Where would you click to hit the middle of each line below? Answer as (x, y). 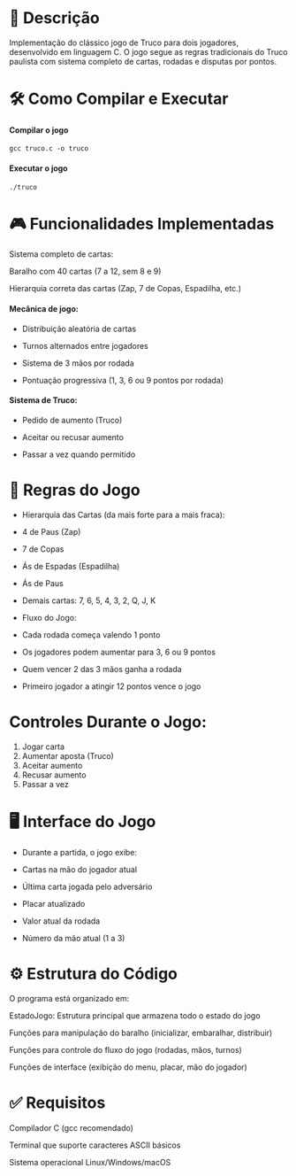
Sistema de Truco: (43, 400)
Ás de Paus (42, 583)
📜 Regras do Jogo (75, 490)
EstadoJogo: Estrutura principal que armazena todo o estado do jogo (135, 1015)
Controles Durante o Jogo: (108, 722)
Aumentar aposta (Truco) (68, 755)
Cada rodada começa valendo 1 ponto (91, 634)
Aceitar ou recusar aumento (72, 437)
